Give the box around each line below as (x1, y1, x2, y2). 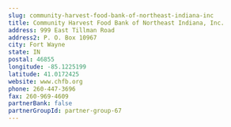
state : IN (8, 48, 41, 56)
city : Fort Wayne (8, 41, 66, 49)
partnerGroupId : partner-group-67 (8, 107, 123, 115)
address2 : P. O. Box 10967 (8, 33, 97, 42)
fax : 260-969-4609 (8, 92, 69, 100)
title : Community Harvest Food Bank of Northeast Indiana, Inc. (8, 19, 225, 27)
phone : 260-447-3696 (8, 84, 77, 93)
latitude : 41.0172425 (8, 70, 80, 78)
